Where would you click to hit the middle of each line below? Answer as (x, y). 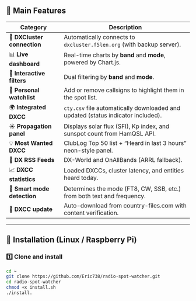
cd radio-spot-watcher (34, 282)
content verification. (91, 213)
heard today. (81, 178)
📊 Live (19, 54)
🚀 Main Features (36, 11)
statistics (22, 179)
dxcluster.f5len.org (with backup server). (123, 44)
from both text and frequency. (105, 196)
